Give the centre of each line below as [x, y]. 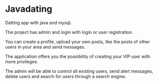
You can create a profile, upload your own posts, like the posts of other [78, 42]
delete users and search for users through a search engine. [66, 76]
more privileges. [22, 61]
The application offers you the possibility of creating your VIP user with [78, 56]
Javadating [29, 9]
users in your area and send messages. [45, 47]
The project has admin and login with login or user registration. [69, 32]
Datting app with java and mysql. [38, 23]
